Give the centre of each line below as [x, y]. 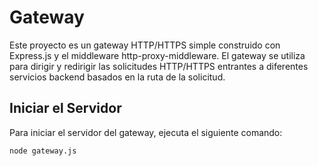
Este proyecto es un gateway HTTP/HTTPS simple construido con [145, 45]
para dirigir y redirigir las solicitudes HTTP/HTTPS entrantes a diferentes [159, 66]
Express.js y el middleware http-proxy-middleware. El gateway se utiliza [157, 55]
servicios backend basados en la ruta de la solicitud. [117, 77]
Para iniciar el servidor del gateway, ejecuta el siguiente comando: [146, 132]
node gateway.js [43, 151]
